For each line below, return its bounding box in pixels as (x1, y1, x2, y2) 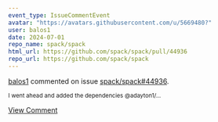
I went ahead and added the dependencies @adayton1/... (8, 91, 162, 99)
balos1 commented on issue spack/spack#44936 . (8, 76, 169, 86)
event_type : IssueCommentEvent (8, 11, 111, 20)
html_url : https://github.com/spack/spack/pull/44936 (8, 48, 188, 56)
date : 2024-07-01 (8, 33, 65, 41)
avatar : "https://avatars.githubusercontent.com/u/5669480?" (8, 19, 213, 27)
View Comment (8, 105, 58, 114)
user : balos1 (8, 26, 51, 34)
